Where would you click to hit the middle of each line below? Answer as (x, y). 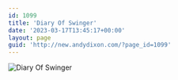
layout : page (30, 38)
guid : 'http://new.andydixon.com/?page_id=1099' (90, 45)
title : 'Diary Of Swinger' (53, 23)
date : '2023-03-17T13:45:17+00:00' (67, 30)
